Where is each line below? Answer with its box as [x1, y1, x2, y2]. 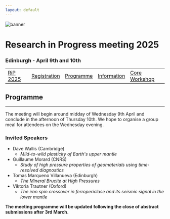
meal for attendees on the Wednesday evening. [5, 122, 104, 128]
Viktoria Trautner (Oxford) [12, 183, 67, 189]
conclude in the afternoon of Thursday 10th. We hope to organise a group [5, 116, 158, 122]
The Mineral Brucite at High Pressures [20, 178, 100, 184]
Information [98, 73, 125, 80]
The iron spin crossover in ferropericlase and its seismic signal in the [20, 189, 164, 195]
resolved [20, 167, 39, 173]
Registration [31, 73, 60, 80]
